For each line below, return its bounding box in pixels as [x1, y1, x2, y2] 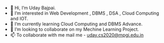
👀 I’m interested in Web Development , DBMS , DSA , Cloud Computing [10, 10, 159, 16]
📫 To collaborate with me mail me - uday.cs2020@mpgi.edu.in [10, 32, 144, 38]
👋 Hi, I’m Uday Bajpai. [10, 5, 56, 11]
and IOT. [10, 16, 29, 21]
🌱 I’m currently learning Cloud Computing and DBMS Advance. [10, 21, 143, 27]
